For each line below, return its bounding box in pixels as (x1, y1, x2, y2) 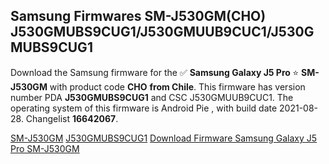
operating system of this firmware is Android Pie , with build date (10, 102, 278, 114)
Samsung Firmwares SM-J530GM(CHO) (10, 8, 267, 25)
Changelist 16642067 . (25, 112, 119, 124)
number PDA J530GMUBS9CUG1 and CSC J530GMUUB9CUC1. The (10, 91, 294, 103)
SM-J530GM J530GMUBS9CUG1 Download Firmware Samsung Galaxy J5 (10, 132, 318, 144)
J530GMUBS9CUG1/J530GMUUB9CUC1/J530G (10, 24, 315, 41)
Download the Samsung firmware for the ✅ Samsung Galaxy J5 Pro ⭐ (10, 66, 300, 78)
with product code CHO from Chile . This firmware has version (49, 80, 306, 93)
